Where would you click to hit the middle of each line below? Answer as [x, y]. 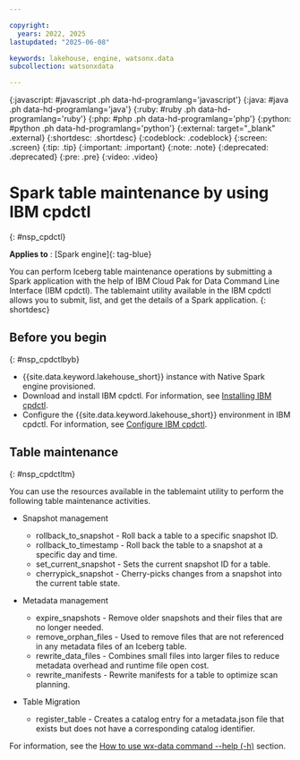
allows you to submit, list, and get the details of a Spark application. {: [138, 300]
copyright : [30, 25]
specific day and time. [77, 554]
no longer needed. [70, 627]
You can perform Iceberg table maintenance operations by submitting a [141, 272]
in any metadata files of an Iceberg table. [111, 646]
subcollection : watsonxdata [62, 67]
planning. [53, 684]
